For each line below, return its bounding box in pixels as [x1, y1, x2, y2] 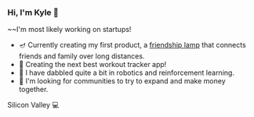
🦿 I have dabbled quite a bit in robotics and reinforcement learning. [18, 68, 234, 77]
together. [18, 85, 49, 94]
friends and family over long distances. [18, 51, 145, 61]
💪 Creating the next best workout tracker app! [18, 60, 167, 69]
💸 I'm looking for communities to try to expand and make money [18, 76, 227, 86]
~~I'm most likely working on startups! [7, 25, 132, 34]
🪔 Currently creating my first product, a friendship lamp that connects [18, 41, 246, 50]
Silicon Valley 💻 [7, 101, 60, 110]
